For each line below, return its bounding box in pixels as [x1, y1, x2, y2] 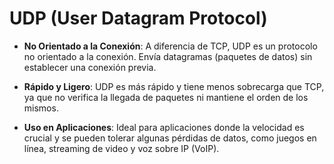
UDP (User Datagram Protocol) [9, 7, 268, 30]
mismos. [23, 102, 59, 114]
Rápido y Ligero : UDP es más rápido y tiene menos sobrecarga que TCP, [23, 80, 325, 92]
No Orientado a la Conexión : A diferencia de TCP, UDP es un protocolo [23, 40, 318, 52]
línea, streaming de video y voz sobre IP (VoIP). [23, 142, 220, 154]
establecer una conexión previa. [23, 61, 157, 73]
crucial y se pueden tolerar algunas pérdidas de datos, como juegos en [23, 132, 317, 144]
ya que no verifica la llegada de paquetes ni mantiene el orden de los [23, 91, 309, 103]
